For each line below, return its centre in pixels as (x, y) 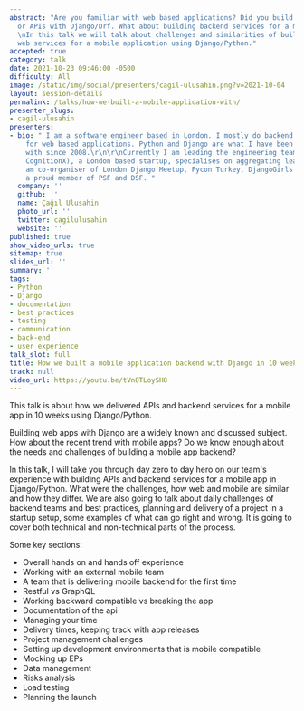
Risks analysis (49, 678)
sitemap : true (36, 254)
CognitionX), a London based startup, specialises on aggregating (153, 161)
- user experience (44, 346)
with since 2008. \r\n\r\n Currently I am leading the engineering (152, 152)
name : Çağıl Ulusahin (58, 203)
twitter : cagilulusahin (62, 220)
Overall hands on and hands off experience (103, 562)
